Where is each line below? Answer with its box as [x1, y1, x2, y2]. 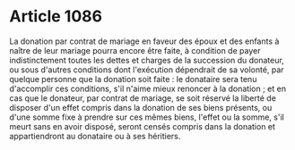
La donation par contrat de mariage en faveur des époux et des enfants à [9, 36, 280, 46]
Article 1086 [9, 6, 103, 27]
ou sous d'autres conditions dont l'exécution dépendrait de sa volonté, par [9, 64, 284, 75]
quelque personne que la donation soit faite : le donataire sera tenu [9, 73, 257, 84]
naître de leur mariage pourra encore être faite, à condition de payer [9, 45, 261, 55]
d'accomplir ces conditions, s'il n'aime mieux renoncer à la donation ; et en [9, 83, 287, 94]
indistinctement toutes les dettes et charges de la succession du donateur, [9, 54, 284, 65]
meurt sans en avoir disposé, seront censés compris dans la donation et [9, 121, 276, 131]
